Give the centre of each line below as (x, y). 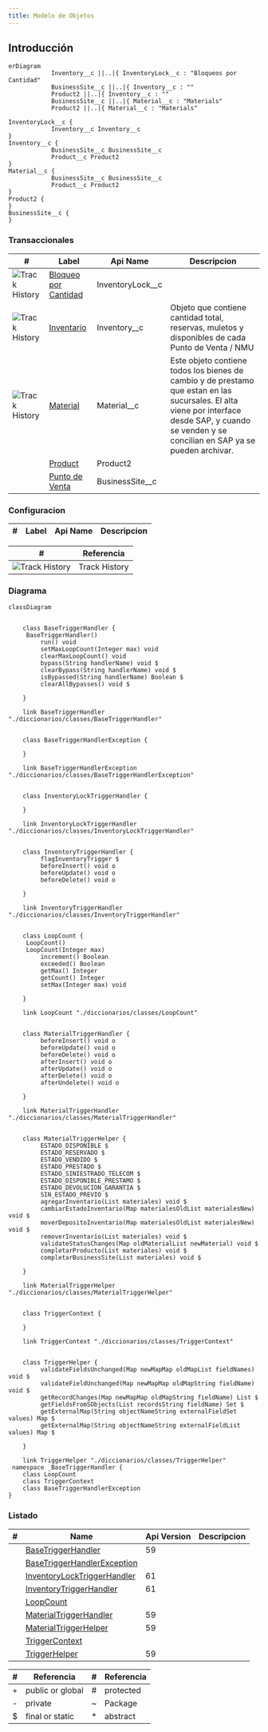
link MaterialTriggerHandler (71, 1111)
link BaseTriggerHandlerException (80, 768)
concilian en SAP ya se (213, 440)
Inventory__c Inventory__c (96, 129)
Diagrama (28, 591)
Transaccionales (41, 241)
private (38, 1703)
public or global (54, 1690)
